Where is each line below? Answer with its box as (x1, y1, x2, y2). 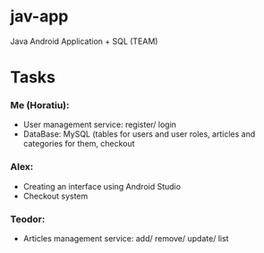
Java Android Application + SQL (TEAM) (10, 36, 158, 46)
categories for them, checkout (22, 139, 135, 149)
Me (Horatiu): (10, 99, 70, 112)
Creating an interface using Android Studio (22, 181, 182, 191)
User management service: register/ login (22, 119, 177, 131)
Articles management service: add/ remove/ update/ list (22, 233, 229, 244)
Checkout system (22, 190, 89, 201)
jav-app (10, 6, 69, 27)
